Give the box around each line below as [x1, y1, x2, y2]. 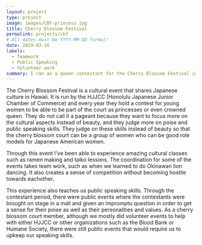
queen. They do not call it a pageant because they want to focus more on [6, 113, 188, 120]
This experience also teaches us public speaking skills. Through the [6, 187, 174, 194]
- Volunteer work [11, 64, 55, 71]
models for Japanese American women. [6, 138, 105, 145]
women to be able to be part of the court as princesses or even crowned [6, 106, 186, 113]
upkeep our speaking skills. [6, 232, 74, 239]
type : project [6, 14, 42, 20]
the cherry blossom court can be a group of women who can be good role [6, 132, 190, 139]
